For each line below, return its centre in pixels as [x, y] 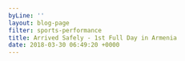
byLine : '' [26, 15]
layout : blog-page [39, 23]
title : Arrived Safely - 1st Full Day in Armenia [93, 38]
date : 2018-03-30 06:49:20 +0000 [64, 45]
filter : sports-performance [55, 30]
